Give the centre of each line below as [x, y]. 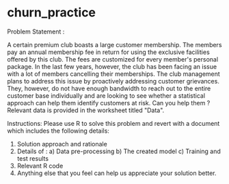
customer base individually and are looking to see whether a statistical [106, 95]
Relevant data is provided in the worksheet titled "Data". [86, 110]
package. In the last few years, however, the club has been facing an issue [112, 66]
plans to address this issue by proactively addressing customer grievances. [113, 81]
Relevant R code [40, 166]
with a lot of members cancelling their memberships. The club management [113, 74]
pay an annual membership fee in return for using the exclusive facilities [108, 52]
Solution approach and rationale [62, 144]
